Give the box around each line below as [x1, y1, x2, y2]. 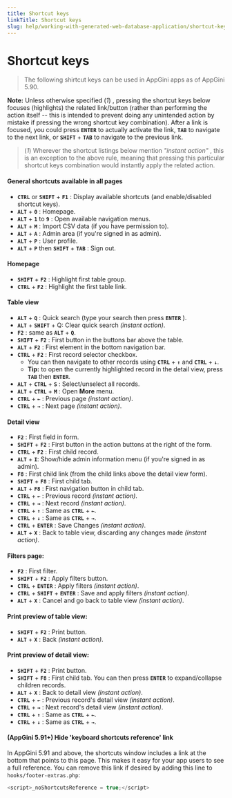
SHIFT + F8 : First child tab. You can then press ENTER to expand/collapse [17, 674, 222, 682]
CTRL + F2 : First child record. [17, 447, 99, 456]
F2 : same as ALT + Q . [17, 328, 76, 336]
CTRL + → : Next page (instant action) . [17, 402, 122, 410]
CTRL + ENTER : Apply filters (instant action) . [17, 582, 139, 590]
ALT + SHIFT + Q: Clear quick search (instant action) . [17, 321, 166, 329]
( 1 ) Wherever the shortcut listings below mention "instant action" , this [23, 147, 224, 155]
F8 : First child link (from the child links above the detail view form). [17, 470, 208, 478]
